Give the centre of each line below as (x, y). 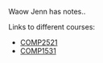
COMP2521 (39, 42)
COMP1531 (38, 51)
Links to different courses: (51, 27)
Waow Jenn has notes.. (47, 12)
